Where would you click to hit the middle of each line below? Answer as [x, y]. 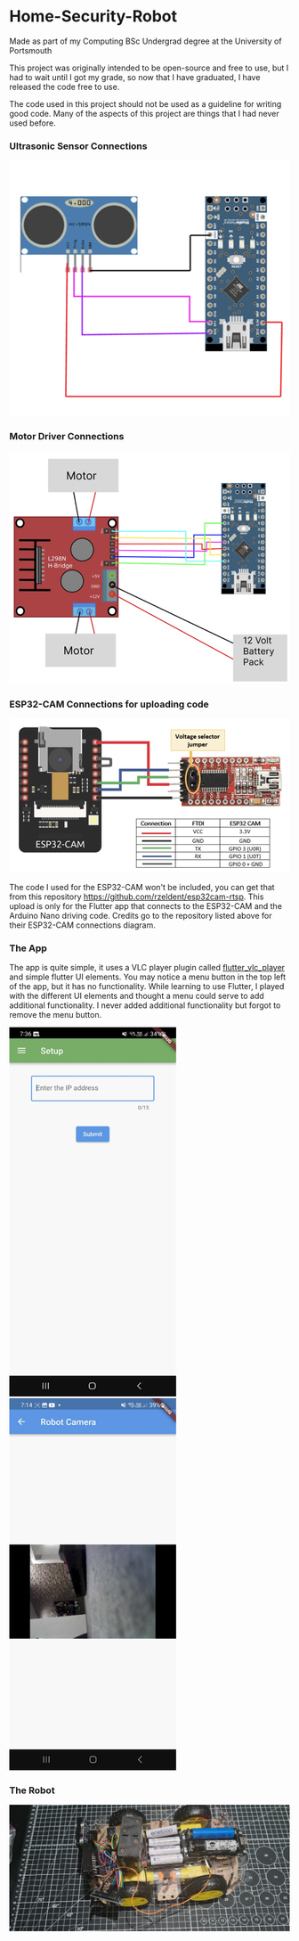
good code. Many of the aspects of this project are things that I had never [144, 113]
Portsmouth [31, 50]
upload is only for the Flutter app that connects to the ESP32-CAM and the [146, 905]
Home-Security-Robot [93, 16]
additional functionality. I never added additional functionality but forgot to [145, 1005]
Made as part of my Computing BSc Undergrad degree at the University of [145, 41]
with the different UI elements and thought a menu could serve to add [137, 995]
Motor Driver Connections [67, 436]
